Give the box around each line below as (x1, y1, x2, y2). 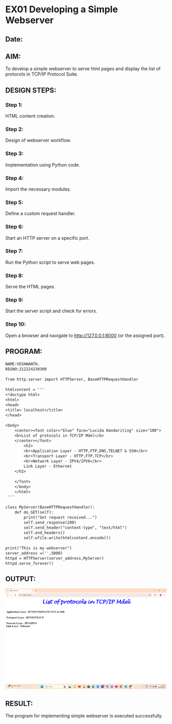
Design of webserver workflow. (5, 137, 72, 144)
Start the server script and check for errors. (5, 308, 97, 314)
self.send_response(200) (24, 520, 77, 525)
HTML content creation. (5, 113, 55, 119)
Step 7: (5, 247, 23, 255)
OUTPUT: (5, 574, 36, 583)
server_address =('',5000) (5, 551, 63, 556)
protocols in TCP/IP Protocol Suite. (5, 71, 78, 77)
